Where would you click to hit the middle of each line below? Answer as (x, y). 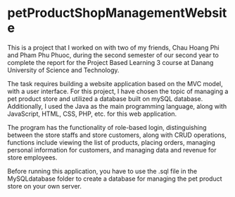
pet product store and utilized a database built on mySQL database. (105, 98)
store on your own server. (45, 186)
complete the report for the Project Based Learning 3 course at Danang (110, 62)
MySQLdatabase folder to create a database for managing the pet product (115, 179)
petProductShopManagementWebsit (117, 13)
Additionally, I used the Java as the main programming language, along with (117, 106)
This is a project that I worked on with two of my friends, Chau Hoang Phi (113, 47)
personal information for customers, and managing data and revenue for (112, 150)
